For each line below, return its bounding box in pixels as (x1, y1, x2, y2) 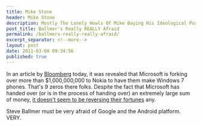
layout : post (6, 43, 39, 49)
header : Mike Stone (6, 14, 55, 20)
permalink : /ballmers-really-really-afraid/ (6, 31, 120, 37)
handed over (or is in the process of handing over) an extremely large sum (6, 89, 191, 96)
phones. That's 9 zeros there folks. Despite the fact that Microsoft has (6, 83, 180, 90)
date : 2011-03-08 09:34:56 (6, 48, 74, 54)
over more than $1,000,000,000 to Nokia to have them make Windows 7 (6, 77, 185, 84)
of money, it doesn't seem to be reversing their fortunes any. (6, 96, 156, 103)
